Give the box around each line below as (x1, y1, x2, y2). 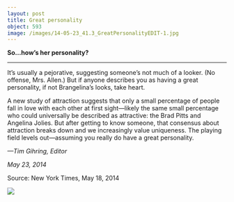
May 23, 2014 (7, 160, 47, 169)
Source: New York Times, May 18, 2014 (7, 174, 120, 183)
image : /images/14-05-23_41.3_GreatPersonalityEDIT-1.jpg (7, 29, 179, 37)
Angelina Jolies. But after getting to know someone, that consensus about (7, 119, 219, 127)
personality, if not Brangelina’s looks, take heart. (7, 83, 146, 92)
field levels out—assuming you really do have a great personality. (7, 133, 194, 142)
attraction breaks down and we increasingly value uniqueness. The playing (7, 126, 222, 135)
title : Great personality (7, 17, 82, 24)
